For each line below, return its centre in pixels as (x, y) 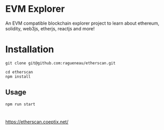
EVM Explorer (35, 9)
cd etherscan (19, 72)
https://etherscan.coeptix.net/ (37, 122)
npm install (18, 77)
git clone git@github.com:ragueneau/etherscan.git (60, 63)
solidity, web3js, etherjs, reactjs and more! (50, 28)
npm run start (20, 104)
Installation (30, 50)
